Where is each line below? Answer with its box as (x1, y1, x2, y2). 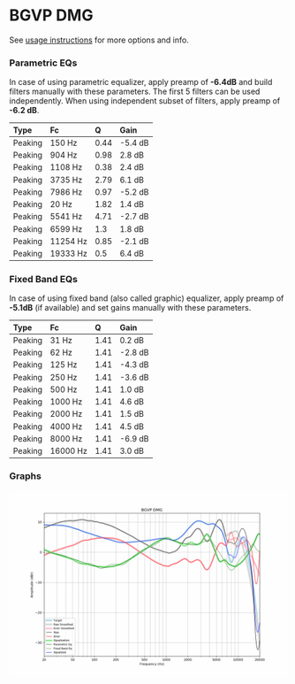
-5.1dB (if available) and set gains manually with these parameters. (9, 303, 252, 313)
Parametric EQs (9, 57, 78, 69)
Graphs (9, 470, 42, 482)
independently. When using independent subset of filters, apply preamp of (9, 96, 281, 106)
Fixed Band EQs (9, 273, 78, 285)
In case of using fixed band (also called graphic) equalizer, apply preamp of (9, 293, 284, 304)
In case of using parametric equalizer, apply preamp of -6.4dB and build (9, 77, 273, 88)
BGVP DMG (9, 5, 94, 26)
